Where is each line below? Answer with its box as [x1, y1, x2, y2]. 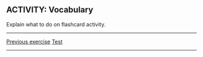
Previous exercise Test [6, 38, 63, 45]
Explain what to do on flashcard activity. [6, 20, 106, 28]
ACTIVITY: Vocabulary [6, 5, 94, 15]
